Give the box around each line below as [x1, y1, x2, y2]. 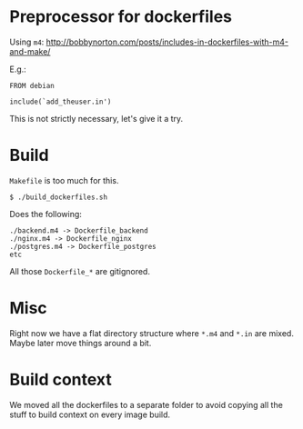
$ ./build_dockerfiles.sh [9, 193, 107, 202]
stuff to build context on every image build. [9, 409, 171, 420]
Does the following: [9, 208, 82, 219]
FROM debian [9, 81, 55, 90]
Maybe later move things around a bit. [9, 337, 152, 348]
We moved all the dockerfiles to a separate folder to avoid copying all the [9, 399, 284, 410]
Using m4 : [9, 36, 45, 47]
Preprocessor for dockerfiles [9, 6, 233, 27]
